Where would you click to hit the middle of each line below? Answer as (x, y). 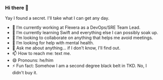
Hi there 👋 (17, 8)
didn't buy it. (25, 73)
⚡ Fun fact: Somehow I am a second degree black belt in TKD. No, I (79, 66)
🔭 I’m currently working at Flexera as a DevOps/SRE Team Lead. (76, 27)
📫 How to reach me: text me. (42, 53)
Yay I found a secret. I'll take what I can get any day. (57, 18)
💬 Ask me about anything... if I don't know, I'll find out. (66, 48)
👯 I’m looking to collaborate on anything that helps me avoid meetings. (82, 38)
